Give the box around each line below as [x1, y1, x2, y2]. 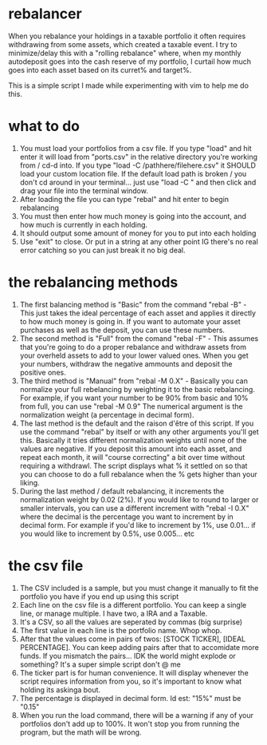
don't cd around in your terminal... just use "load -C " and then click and [19, 177, 257, 187]
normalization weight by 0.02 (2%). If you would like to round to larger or [19, 494, 259, 504]
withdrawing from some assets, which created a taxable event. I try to [8, 39, 238, 49]
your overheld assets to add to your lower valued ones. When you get [19, 351, 249, 360]
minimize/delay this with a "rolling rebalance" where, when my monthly [8, 48, 241, 57]
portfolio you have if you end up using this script [19, 592, 179, 601]
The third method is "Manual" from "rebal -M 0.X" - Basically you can [19, 376, 249, 386]
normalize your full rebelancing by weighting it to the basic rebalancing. [19, 384, 255, 394]
